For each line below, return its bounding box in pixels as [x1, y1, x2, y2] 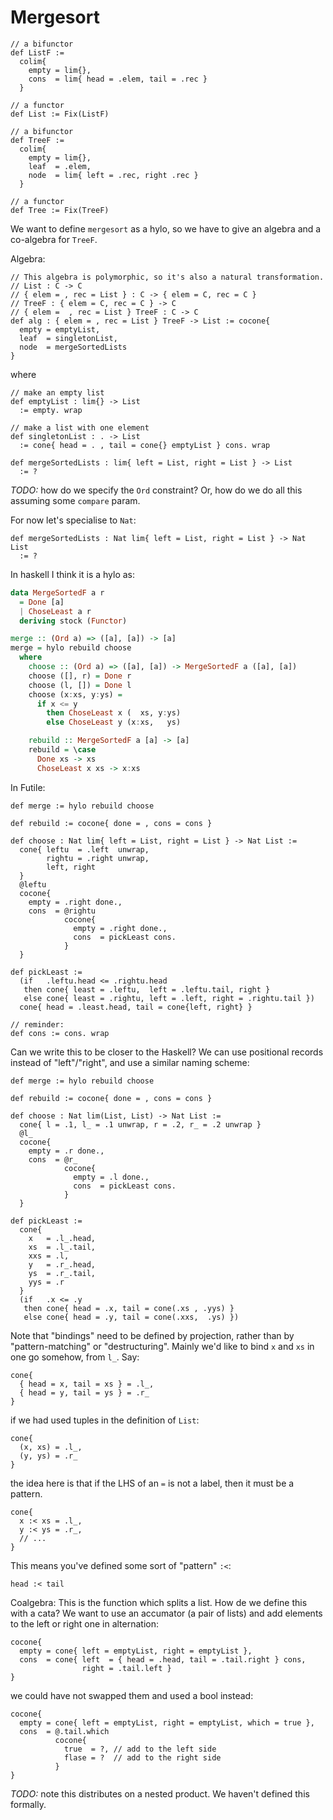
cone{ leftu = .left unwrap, [19, 844, 150, 855]
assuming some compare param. [10, 494, 141, 506]
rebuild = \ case [28, 745, 97, 755]
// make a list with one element [10, 422, 150, 433]
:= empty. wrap [19, 405, 83, 415]
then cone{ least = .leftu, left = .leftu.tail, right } [23, 984, 271, 995]
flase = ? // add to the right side [63, 1752, 222, 1763]
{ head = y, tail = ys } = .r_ [19, 1387, 150, 1398]
